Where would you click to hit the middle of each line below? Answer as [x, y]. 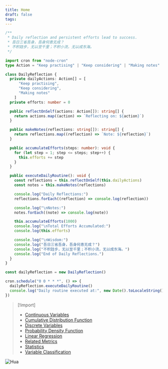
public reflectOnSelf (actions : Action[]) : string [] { [67, 111]
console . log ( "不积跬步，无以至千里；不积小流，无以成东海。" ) [72, 249]
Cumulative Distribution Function [58, 320]
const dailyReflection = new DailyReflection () [56, 272]
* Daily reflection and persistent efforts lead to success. [72, 38]
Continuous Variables [47, 314]
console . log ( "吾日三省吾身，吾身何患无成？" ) [57, 244]
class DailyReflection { [31, 74]
